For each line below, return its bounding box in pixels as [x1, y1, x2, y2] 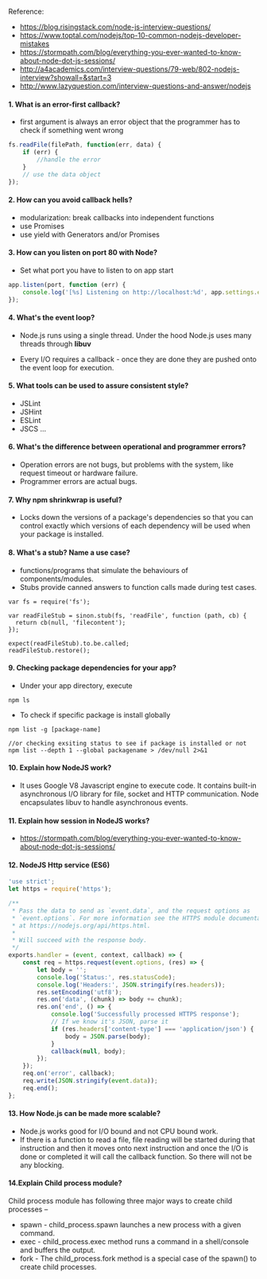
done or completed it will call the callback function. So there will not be [19, 1152, 253, 1161]
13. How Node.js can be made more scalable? [8, 1109, 161, 1118]
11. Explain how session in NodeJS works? [8, 816, 150, 825]
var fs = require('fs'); [8, 598, 91, 606]
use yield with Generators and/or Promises [19, 230, 161, 239]
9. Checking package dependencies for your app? [8, 663, 177, 672]
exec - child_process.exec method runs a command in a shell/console [19, 1237, 249, 1246]
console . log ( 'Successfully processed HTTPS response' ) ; [50, 1010, 240, 1018]
